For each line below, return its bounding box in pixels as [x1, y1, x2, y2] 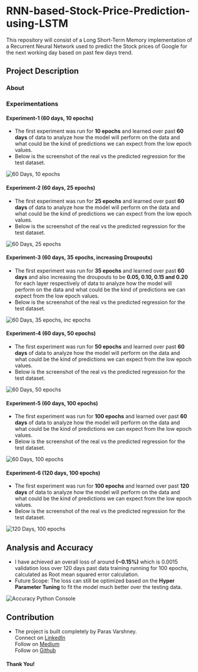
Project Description [6, 66, 79, 76]
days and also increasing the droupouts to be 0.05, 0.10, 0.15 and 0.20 [14, 273, 188, 280]
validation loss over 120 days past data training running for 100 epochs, [14, 565, 189, 572]
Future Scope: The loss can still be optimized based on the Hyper [14, 577, 175, 584]
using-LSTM [6, 17, 69, 30]
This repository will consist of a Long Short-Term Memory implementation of [6, 36, 193, 43]
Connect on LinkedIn [14, 634, 66, 641]
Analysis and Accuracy [6, 542, 93, 552]
